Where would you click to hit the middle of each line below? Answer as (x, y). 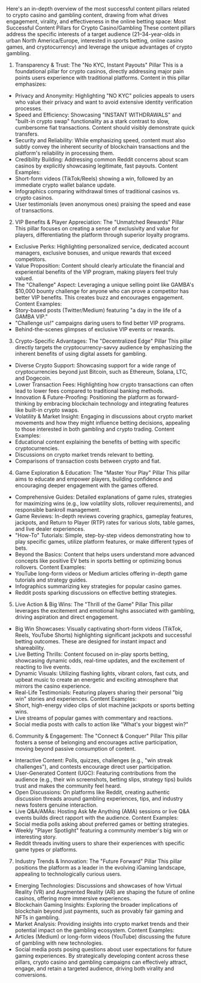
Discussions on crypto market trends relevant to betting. (84, 455)
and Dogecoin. (33, 378)
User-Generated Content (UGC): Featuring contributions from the (95, 773)
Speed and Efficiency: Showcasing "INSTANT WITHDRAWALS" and (98, 115)
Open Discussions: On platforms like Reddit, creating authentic (92, 792)
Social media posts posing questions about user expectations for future (103, 949)
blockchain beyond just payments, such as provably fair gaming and (99, 911)
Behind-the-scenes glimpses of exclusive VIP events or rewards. (95, 329)
